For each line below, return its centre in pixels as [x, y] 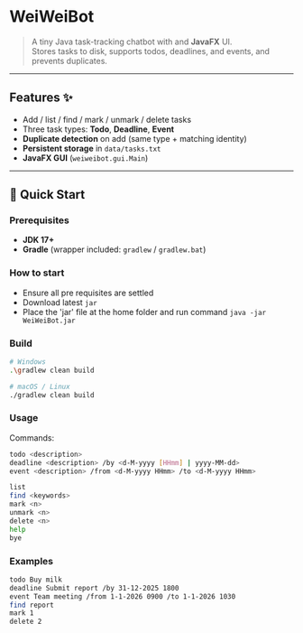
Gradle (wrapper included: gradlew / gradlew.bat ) [114, 249]
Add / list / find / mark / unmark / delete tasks [107, 119]
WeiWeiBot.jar [49, 321]
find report [32, 605]
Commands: [32, 438]
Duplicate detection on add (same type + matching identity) [135, 138]
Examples [32, 561]
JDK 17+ [38, 240]
